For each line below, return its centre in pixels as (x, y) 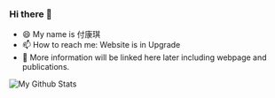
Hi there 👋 (31, 14)
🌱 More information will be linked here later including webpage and (145, 57)
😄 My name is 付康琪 (61, 34)
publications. (46, 67)
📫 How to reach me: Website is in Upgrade (101, 45)
